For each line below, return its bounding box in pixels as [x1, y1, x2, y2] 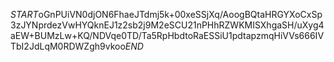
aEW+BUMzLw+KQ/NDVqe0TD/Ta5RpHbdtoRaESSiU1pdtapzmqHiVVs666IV [10, 30, 325, 41]
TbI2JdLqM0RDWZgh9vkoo [10, 40, 126, 52]
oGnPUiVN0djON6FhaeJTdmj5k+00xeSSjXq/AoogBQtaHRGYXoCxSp [38, 9, 323, 20]
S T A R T [10, 9, 39, 20]
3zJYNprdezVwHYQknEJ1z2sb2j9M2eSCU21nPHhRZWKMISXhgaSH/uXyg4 [10, 19, 325, 31]
